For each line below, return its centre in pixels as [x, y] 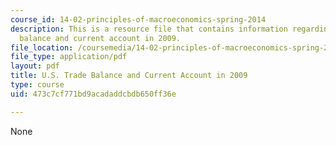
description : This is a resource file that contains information [149, 29]
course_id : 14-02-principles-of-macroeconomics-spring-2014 [138, 19]
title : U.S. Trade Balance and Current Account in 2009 [129, 76]
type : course [37, 85]
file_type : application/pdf [69, 57]
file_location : [42, 47]
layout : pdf [35, 66]
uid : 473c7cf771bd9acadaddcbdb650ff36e [93, 94]
